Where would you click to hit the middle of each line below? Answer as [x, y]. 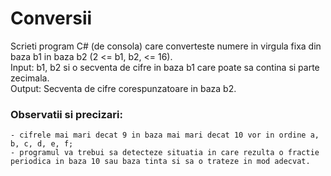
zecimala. [30, 78]
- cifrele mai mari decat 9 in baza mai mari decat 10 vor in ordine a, [165, 135]
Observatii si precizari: [66, 114]
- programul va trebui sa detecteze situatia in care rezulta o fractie [165, 153]
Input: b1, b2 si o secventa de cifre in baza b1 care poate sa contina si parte [165, 67]
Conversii [51, 18]
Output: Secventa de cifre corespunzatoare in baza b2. [123, 88]
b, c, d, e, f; [42, 144]
